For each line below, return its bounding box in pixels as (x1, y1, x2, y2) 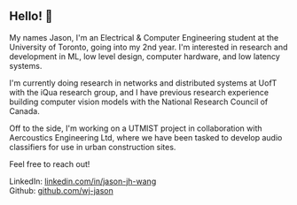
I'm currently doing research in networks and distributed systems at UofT (9, 77, 277, 88)
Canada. (9, 105, 40, 116)
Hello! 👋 (9, 9, 53, 24)
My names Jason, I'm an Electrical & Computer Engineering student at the (9, 32, 279, 42)
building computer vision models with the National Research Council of (9, 96, 269, 107)
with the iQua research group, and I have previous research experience (9, 87, 269, 97)
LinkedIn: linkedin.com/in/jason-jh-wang (9, 176, 157, 186)
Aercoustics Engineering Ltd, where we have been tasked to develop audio (9, 132, 283, 142)
